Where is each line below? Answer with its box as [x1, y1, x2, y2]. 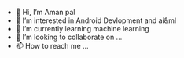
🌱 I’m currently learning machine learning [15, 24, 149, 33]
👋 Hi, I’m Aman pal [15, 8, 75, 16]
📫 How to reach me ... [15, 42, 89, 50]
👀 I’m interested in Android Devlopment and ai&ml [15, 16, 177, 25]
